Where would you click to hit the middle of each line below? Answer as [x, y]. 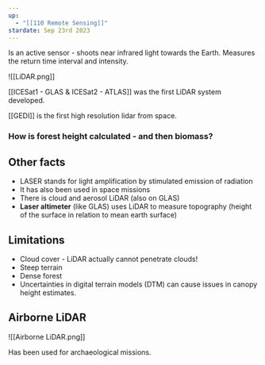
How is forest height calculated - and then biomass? [111, 136]
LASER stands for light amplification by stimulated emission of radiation [136, 181]
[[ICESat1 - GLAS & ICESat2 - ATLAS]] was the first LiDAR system [115, 92]
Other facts [37, 162]
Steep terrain [41, 267]
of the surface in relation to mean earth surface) [98, 215]
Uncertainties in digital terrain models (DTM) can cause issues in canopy [138, 284]
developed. [27, 101]
